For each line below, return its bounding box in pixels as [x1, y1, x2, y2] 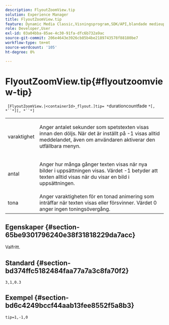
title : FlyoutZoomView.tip [5, 17, 62, 22]
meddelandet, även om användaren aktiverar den [39, 137, 155, 144]
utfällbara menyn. [39, 143, 80, 150]
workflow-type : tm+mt [5, 40, 51, 45]
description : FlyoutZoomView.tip [5, 7, 75, 13]
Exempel [5, 293, 33, 302]
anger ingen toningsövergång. [39, 206, 111, 213]
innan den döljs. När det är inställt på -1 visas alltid [39, 130, 160, 137]
